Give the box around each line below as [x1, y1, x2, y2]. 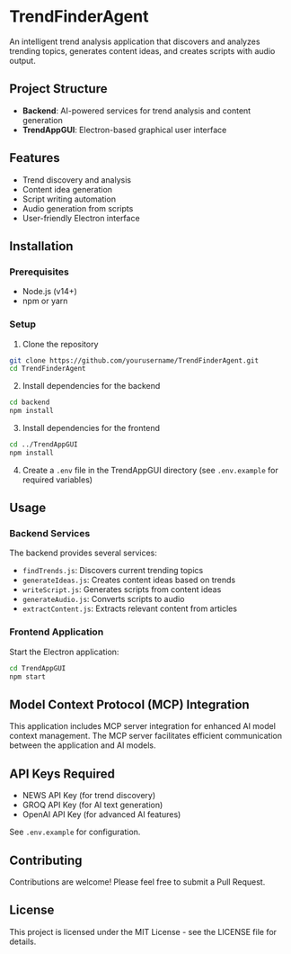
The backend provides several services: [9, 547, 157, 559]
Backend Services [9, 527, 91, 540]
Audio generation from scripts [22, 202, 134, 213]
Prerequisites [9, 265, 69, 278]
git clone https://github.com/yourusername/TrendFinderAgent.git [9, 355, 259, 365]
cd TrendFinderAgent [9, 364, 87, 373]
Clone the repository [22, 338, 99, 349]
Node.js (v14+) [22, 286, 78, 297]
